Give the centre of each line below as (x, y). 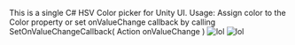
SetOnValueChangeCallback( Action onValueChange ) (107, 31)
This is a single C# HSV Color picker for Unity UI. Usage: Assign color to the (147, 13)
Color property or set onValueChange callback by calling (113, 22)
